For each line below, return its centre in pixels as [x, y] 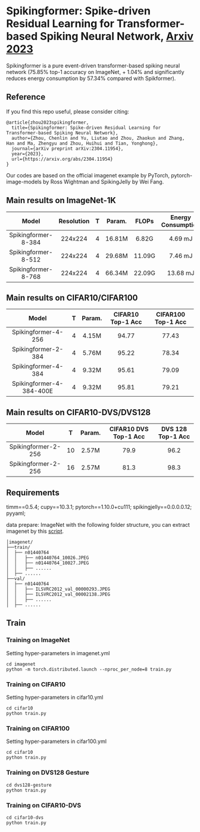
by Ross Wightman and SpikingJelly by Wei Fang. [103, 182]
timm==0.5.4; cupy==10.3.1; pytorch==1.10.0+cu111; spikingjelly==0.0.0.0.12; [99, 507]
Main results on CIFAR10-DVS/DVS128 [79, 412]
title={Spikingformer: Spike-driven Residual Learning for [86, 128]
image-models [24, 182]
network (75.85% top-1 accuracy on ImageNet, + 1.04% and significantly [95, 72]
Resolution [74, 221]
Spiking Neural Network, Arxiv [116, 36]
